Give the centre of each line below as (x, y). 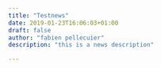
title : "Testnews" (38, 15)
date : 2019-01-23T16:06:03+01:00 (63, 23)
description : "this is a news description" (81, 45)
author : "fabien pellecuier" (56, 38)
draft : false (30, 30)
